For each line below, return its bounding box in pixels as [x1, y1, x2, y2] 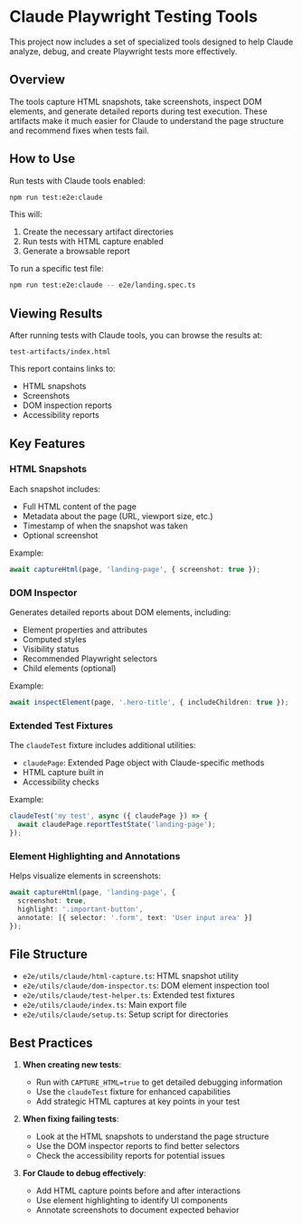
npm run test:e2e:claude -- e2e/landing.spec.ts [9, 280, 196, 290]
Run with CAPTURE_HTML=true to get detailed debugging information [35, 1077, 283, 1087]
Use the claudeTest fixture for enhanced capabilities [35, 1086, 231, 1097]
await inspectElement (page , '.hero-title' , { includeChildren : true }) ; [9, 697, 289, 707]
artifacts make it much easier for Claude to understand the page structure [9, 115, 285, 126]
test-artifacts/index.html [9, 347, 111, 356]
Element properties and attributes [22, 624, 147, 635]
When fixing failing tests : [22, 1114, 119, 1124]
